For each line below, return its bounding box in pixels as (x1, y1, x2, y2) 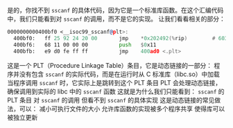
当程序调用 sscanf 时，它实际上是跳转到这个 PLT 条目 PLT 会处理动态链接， (7, 78, 222, 86)
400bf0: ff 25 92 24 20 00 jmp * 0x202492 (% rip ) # (13, 35, 216, 42)
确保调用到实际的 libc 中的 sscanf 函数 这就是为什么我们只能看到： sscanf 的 (7, 87, 225, 95)
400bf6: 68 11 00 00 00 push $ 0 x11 (13, 41, 157, 48)
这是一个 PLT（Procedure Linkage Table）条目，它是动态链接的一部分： (7, 61, 213, 69)
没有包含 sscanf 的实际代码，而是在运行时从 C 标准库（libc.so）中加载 (19, 70, 221, 78)
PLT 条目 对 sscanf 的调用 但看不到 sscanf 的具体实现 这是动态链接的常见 (7, 95, 215, 104)
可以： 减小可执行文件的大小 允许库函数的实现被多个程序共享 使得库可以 (19, 104, 225, 113)
